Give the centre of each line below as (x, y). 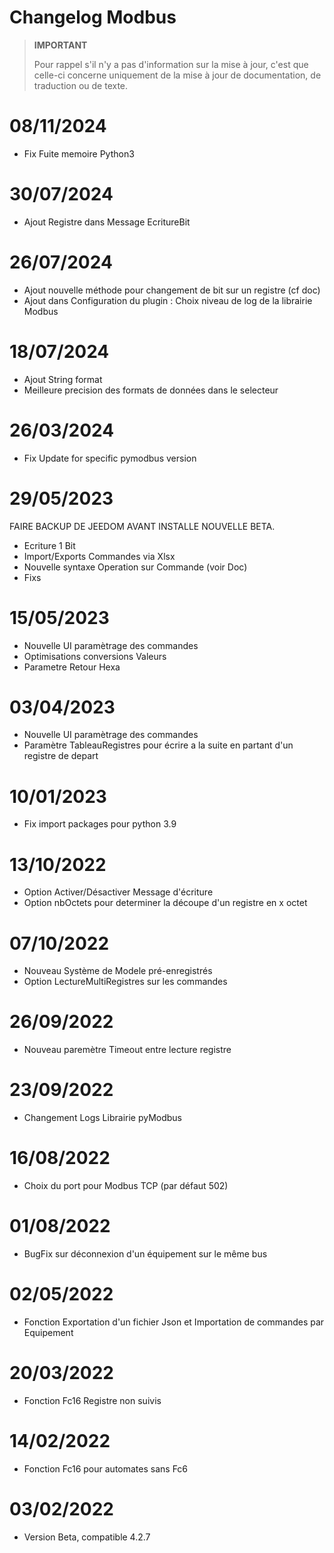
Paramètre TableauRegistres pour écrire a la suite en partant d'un (158, 745)
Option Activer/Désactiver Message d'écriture (118, 892)
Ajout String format (63, 379)
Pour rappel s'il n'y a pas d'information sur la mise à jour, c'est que (171, 64)
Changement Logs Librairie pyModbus (103, 1118)
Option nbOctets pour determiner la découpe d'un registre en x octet (165, 903)
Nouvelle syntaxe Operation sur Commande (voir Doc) (135, 567)
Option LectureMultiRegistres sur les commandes (125, 982)
